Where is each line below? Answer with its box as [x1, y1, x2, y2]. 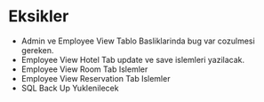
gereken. [20, 44, 54, 55]
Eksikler [8, 6, 69, 27]
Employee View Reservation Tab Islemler [20, 73, 171, 83]
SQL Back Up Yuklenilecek [20, 82, 119, 93]
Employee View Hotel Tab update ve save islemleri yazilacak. [20, 54, 245, 65]
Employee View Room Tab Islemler [20, 64, 148, 75]
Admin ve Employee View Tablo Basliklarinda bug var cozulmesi [20, 35, 255, 46]
